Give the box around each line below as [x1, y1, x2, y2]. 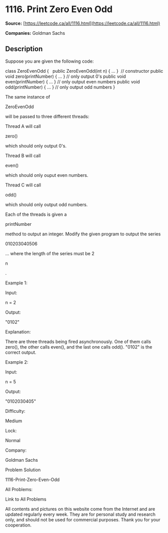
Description [5, 44, 43, 54]
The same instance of [5, 93, 50, 100]
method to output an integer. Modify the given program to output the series [5, 231, 161, 237]
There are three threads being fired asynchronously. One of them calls [5, 338, 151, 345]
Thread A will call [5, 123, 41, 129]
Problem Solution [5, 466, 41, 473]
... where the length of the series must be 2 [5, 250, 95, 256]
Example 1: [5, 279, 28, 286]
